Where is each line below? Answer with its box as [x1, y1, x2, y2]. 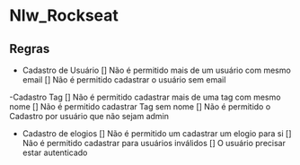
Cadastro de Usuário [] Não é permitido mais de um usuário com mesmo [22, 65, 292, 75]
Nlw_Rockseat [9, 5, 119, 26]
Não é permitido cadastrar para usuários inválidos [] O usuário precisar [22, 138, 286, 148]
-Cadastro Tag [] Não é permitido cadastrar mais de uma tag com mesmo [9, 91, 281, 102]
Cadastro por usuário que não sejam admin [9, 111, 169, 121]
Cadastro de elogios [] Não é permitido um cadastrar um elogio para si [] [22, 128, 292, 139]
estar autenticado [22, 147, 88, 158]
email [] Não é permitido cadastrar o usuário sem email [22, 74, 226, 85]
